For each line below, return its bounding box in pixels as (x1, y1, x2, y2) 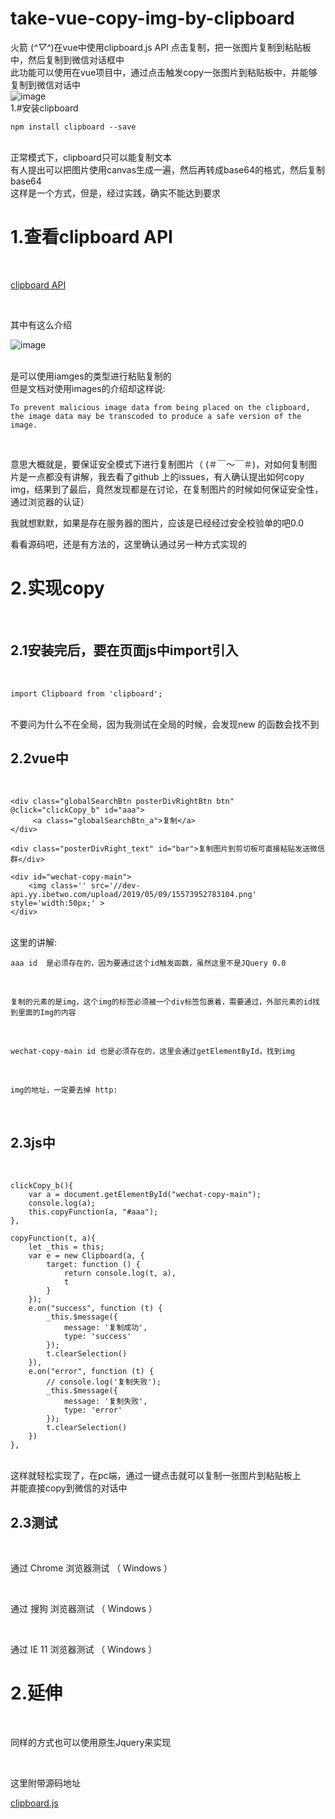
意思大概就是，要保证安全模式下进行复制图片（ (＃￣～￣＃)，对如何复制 (10, 458, 309, 470)
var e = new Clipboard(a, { (28, 1251, 145, 1261)
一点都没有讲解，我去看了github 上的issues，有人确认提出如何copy (27, 470, 305, 482)
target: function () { (46, 1260, 141, 1270)
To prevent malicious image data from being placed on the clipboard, (10, 402, 311, 412)
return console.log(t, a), (63, 1268, 177, 1279)
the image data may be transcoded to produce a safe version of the (10, 411, 302, 421)
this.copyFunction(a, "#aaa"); (28, 1207, 159, 1217)
